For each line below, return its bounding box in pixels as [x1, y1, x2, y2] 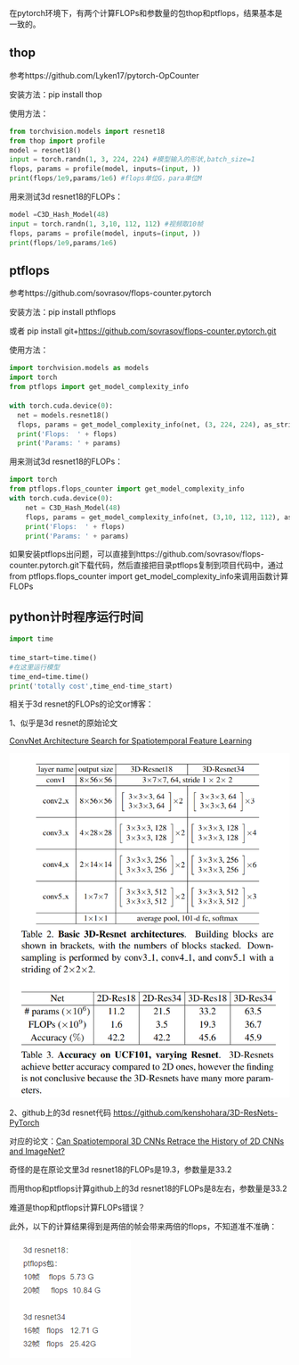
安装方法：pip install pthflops [9, 307, 117, 318]
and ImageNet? [9, 1146, 65, 1156]
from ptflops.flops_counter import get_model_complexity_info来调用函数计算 [9, 571, 289, 582]
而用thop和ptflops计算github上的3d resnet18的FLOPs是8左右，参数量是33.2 [9, 1183, 287, 1194]
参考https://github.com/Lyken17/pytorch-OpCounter [9, 70, 200, 80]
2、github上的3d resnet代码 [9, 1107, 111, 1118]
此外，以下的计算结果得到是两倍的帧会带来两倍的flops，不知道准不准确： [9, 1221, 278, 1231]
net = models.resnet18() [17, 410, 109, 419]
